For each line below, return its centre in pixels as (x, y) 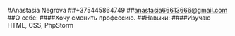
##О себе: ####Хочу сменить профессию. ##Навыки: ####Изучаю (109, 18)
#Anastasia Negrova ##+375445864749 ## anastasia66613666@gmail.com (117, 10)
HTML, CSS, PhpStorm (41, 25)
